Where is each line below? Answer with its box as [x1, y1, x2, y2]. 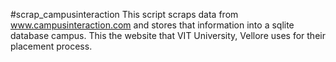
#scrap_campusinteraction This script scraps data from [10, 9, 239, 20]
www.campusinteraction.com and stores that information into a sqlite [10, 19, 295, 31]
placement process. [10, 40, 93, 52]
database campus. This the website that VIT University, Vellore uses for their [10, 30, 326, 41]
